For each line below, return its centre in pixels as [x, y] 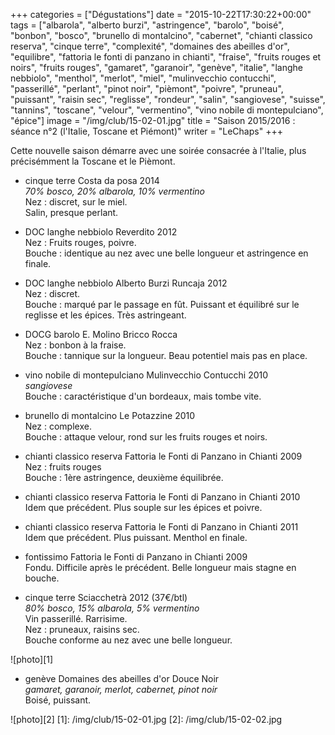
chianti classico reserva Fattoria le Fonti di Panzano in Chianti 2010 [162, 497]
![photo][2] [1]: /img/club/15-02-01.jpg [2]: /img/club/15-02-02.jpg [146, 719]
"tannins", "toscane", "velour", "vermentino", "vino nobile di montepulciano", [167, 110]
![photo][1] [32, 659]
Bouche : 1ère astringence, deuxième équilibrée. [124, 477]
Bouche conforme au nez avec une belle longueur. [128, 640]
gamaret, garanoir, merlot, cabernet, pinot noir [121, 689]
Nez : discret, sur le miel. [76, 202]
